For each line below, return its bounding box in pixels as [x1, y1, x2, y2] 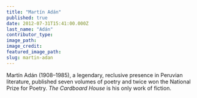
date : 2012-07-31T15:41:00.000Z [6, 20, 89, 26]
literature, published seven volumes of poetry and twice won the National [6, 78, 191, 85]
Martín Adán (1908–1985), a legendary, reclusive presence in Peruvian [6, 71, 183, 78]
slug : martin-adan [6, 55, 53, 61]
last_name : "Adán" [6, 26, 53, 32]
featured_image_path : [6, 49, 62, 55]
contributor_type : [6, 32, 53, 38]
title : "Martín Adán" [6, 9, 62, 15]
